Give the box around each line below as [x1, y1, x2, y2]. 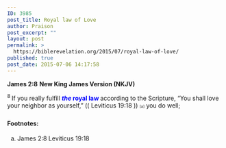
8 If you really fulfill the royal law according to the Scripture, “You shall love [7, 93, 219, 103]
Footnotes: [7, 119, 39, 127]
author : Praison [7, 23, 53, 29]
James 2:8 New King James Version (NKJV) [7, 79, 136, 88]
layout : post [7, 36, 45, 42]
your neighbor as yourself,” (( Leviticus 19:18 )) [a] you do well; [7, 101, 181, 110]
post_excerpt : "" [7, 29, 57, 36]
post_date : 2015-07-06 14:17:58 [7, 61, 99, 68]
